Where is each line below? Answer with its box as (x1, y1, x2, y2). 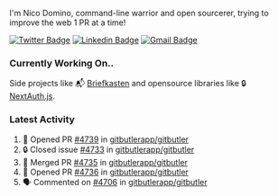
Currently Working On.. (9, 57, 115, 69)
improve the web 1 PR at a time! (9, 17, 126, 28)
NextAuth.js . (9, 91, 56, 102)
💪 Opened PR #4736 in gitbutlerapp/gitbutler (22, 166, 190, 177)
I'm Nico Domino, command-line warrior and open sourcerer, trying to (9, 8, 269, 18)
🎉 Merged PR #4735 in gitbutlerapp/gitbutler (22, 156, 188, 167)
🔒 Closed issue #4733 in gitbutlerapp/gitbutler (22, 144, 195, 155)
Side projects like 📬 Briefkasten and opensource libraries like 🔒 (9, 78, 246, 89)
